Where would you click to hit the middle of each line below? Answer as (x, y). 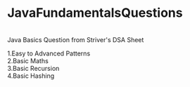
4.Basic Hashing (31, 76)
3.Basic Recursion (33, 68)
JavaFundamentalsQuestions (95, 13)
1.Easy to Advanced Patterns (49, 53)
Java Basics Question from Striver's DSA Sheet (76, 39)
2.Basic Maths (28, 60)
